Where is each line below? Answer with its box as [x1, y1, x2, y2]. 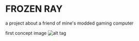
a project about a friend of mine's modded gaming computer [5, 20, 134, 26]
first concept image [5, 30, 47, 36]
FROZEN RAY [5, 3, 63, 15]
